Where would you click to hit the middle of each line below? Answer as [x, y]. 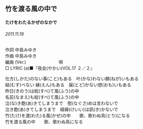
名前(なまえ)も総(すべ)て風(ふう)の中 [42, 97]
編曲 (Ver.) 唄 [34, 62]
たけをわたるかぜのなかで [31, 22]
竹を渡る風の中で [31, 9]
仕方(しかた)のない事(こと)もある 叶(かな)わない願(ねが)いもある [72, 79]
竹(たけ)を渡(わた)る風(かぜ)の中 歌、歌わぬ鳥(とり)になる [68, 116]
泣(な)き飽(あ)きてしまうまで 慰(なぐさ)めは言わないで [62, 103]
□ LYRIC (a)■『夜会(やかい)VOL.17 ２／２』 [50, 68]
